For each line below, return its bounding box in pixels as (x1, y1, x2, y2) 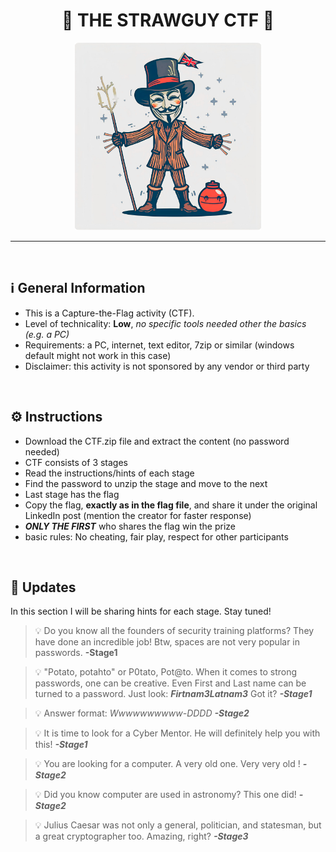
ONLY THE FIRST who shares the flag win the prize (24, 520, 237, 532)
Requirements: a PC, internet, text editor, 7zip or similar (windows (24, 339, 295, 351)
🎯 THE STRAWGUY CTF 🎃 (61, 9, 275, 32)
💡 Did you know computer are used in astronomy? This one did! (34, 789, 297, 801)
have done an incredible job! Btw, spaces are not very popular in (34, 636, 301, 648)
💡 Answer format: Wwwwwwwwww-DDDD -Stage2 (34, 707, 250, 719)
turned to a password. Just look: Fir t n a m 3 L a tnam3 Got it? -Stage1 (34, 688, 313, 700)
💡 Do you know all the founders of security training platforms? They (34, 625, 315, 637)
